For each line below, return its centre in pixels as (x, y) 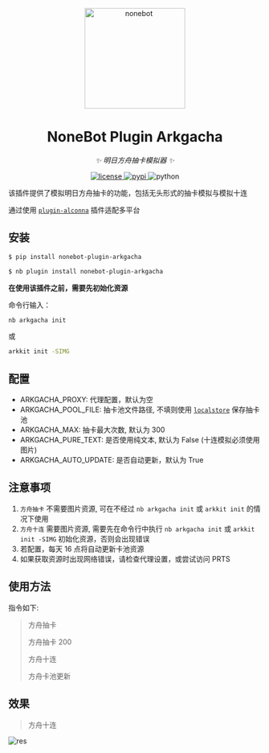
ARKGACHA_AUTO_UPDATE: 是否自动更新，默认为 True (112, 460)
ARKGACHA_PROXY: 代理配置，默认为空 (87, 400)
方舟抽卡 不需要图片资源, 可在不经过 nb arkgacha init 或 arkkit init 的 (137, 508)
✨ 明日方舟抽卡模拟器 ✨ (135, 160)
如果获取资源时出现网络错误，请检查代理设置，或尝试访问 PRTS (125, 558)
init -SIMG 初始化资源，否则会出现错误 (85, 538)
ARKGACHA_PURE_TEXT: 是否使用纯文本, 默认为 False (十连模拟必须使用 (140, 440)
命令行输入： (29, 305)
